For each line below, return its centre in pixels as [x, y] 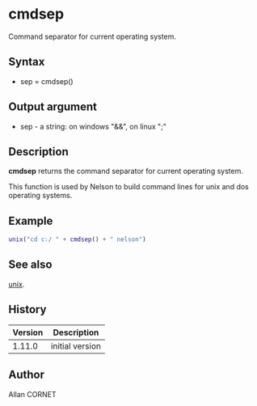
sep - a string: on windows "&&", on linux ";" [93, 126]
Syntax [27, 62]
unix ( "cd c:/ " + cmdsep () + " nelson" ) [78, 239]
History [27, 309]
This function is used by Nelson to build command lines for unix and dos [128, 187]
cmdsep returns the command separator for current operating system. [126, 171]
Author [26, 375]
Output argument [53, 107]
